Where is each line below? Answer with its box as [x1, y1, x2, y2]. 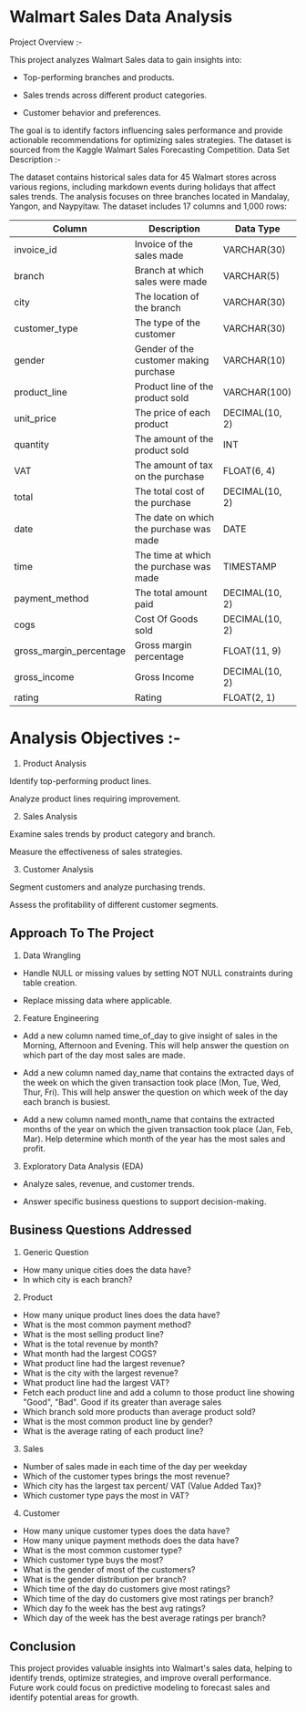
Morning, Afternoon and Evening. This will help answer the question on [22, 1039, 290, 1050]
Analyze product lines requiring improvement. [9, 793, 181, 804]
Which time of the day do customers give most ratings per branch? [22, 1593, 274, 1604]
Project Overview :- [9, 36, 83, 47]
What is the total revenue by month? [22, 1338, 158, 1349]
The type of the [134, 316, 201, 329]
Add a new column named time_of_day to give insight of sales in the [22, 1030, 278, 1041]
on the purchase [134, 469, 205, 482]
